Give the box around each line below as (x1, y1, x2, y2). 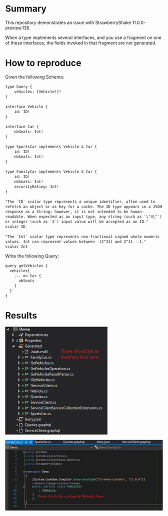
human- (130, 209, 144, 214)
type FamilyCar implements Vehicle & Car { (5, 169, 97, 174)
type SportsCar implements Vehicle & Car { (5, 144, 97, 149)
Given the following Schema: (5, 73, 64, 80)
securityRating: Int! (14, 184, 59, 189)
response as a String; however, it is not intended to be (5, 209, 128, 214)
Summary (5, 3, 46, 14)
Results (5, 310, 37, 321)
